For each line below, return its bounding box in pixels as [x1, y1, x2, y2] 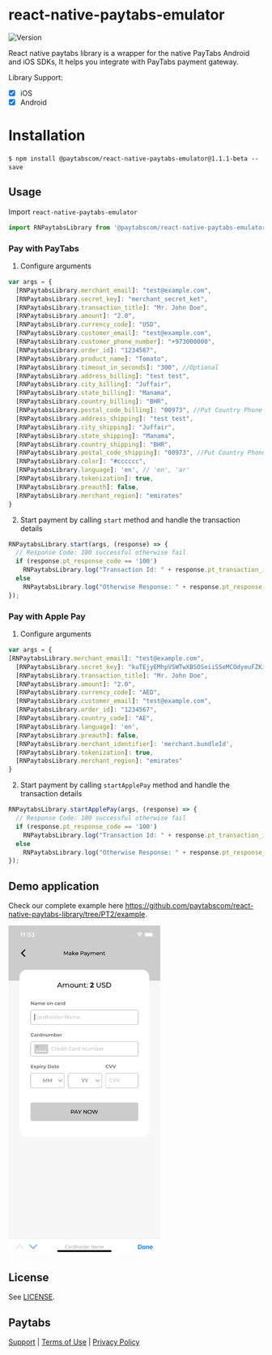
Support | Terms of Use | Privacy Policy [8, 1337, 140, 1347]
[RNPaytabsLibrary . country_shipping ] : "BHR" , [15, 440, 172, 448]
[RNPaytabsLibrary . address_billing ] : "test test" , [15, 371, 190, 380]
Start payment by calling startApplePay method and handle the [19, 780, 231, 790]
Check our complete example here [8, 901, 124, 911]
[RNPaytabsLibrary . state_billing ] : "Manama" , [15, 389, 172, 397]
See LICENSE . [8, 1292, 55, 1302]
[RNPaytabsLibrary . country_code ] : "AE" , [15, 714, 154, 723]
